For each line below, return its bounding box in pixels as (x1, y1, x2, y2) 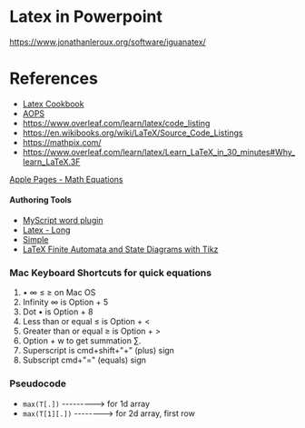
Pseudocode (9, 377, 66, 390)
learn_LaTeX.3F (22, 156, 81, 167)
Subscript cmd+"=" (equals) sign (22, 354, 147, 365)
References (9, 68, 98, 89)
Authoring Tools (9, 194, 73, 205)
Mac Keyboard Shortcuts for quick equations (9, 266, 212, 279)
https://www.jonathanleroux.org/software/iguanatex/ (9, 36, 206, 47)
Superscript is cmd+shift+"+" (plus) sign (22, 345, 175, 356)
